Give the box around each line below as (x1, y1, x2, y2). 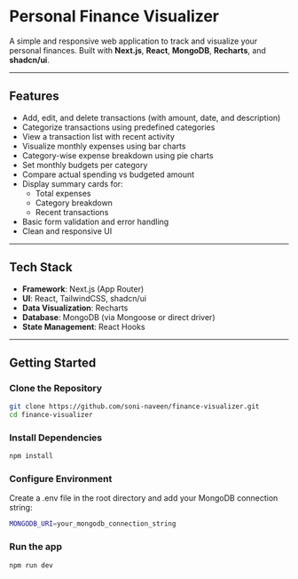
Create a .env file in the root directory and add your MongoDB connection (9, 493, 278, 503)
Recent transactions (35, 206, 109, 217)
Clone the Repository (9, 382, 103, 394)
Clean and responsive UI (21, 225, 113, 237)
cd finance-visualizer (9, 411, 93, 420)
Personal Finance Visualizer (9, 6, 220, 27)
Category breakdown (35, 197, 114, 208)
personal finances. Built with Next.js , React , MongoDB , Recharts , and (9, 44, 266, 55)
